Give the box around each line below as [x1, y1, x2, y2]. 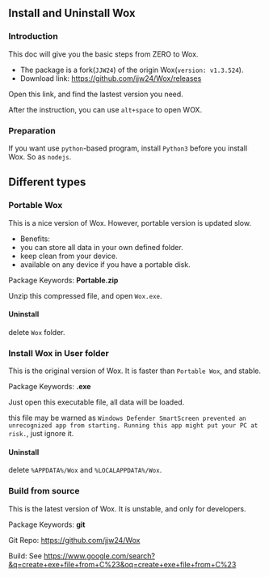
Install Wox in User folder [8, 347, 109, 359]
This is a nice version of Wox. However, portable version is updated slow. [8, 218, 252, 227]
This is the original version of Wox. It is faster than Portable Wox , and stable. [8, 366, 261, 375]
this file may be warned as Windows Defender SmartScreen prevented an [8, 413, 246, 423]
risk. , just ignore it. [8, 429, 74, 439]
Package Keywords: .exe [8, 382, 91, 392]
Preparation [8, 125, 57, 136]
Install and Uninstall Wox [8, 6, 136, 20]
